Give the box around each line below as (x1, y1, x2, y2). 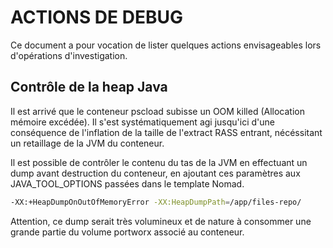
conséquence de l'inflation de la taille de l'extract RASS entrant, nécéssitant (10, 126, 323, 138)
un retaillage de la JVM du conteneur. (10, 137, 165, 149)
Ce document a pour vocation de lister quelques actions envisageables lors (10, 39, 322, 51)
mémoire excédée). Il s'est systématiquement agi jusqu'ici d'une (10, 116, 275, 128)
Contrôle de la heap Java (10, 79, 168, 96)
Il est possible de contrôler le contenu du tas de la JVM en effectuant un (10, 156, 308, 168)
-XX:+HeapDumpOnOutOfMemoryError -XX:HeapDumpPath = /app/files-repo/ (10, 197, 302, 207)
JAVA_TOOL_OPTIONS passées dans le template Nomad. (10, 177, 245, 190)
